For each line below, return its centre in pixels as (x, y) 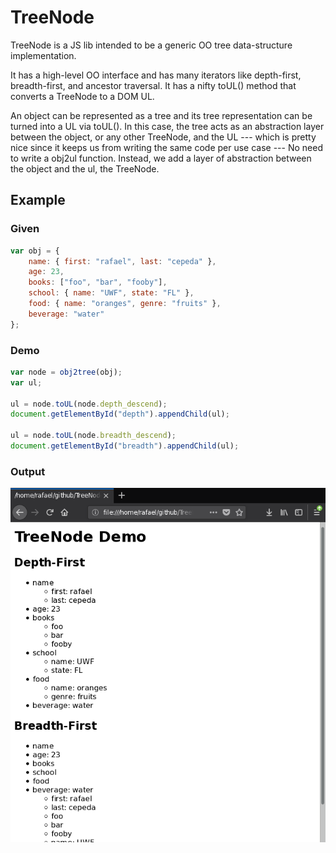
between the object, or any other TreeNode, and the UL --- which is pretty (163, 137)
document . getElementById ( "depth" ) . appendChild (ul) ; (120, 414)
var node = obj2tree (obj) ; (66, 372)
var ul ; (26, 382)
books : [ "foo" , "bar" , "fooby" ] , (98, 282)
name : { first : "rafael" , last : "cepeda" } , (122, 261)
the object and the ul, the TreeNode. (85, 168)
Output (28, 471)
